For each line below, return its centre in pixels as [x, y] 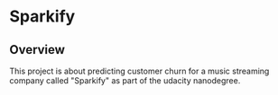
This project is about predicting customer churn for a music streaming [139, 71]
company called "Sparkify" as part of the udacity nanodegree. [125, 81]
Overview [37, 50]
